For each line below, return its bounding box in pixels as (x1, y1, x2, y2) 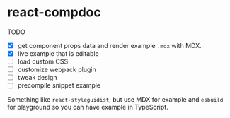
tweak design (17, 73, 57, 82)
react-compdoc (7, 4, 101, 20)
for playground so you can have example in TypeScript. (7, 103, 168, 112)
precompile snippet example (17, 81, 101, 90)
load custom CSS (17, 57, 69, 66)
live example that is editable (17, 49, 99, 57)
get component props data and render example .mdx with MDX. (17, 41, 202, 49)
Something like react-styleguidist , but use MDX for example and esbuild (7, 95, 224, 104)
